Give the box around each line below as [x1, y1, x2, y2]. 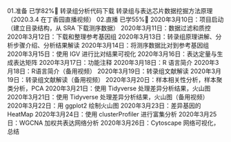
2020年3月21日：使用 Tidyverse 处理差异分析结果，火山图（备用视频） [7, 93, 209, 101]
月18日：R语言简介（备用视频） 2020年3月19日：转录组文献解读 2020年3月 [7, 67, 222, 75]
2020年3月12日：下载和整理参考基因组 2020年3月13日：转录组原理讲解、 [7, 32, 216, 41]
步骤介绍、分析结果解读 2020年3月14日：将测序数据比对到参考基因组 [12, 41, 210, 49]
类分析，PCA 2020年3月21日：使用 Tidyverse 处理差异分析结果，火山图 [7, 84, 211, 92]
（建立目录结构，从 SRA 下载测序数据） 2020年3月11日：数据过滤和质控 [7, 24, 212, 32]
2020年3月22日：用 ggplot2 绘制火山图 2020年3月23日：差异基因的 [7, 101, 201, 110]
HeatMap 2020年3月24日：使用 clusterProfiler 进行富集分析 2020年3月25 [7, 110, 217, 118]
